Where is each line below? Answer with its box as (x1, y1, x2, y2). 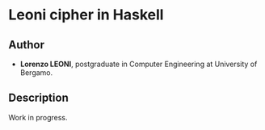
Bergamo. (19, 68, 53, 78)
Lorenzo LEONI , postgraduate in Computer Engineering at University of (19, 59, 258, 69)
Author (8, 38, 44, 52)
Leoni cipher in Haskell (8, 6, 164, 24)
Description (8, 91, 69, 105)
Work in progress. (8, 112, 68, 122)
